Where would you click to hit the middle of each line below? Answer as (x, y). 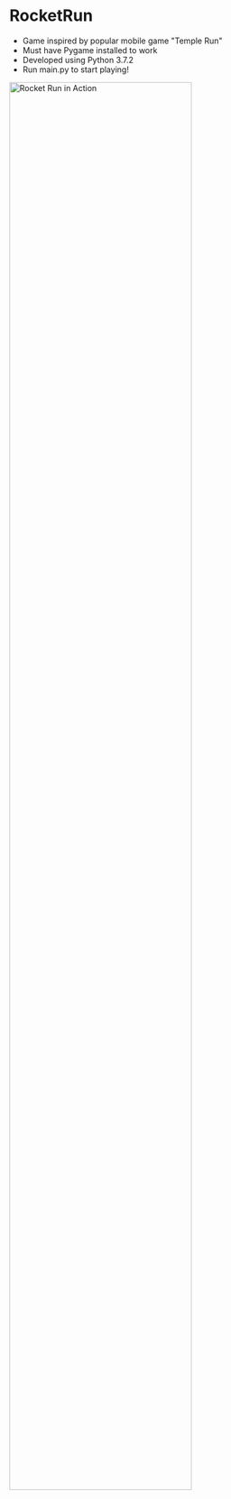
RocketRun (51, 16)
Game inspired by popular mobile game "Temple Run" (122, 41)
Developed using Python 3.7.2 (78, 60)
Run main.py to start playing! (75, 69)
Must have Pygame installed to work (90, 50)
